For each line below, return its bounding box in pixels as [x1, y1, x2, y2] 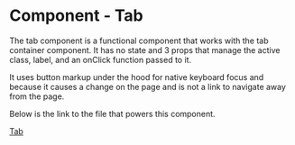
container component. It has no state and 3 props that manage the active [9, 44, 281, 55]
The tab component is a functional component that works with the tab [9, 35, 269, 46]
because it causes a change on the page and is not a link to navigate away [9, 81, 287, 92]
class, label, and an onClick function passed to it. [9, 54, 192, 65]
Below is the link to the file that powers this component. [9, 108, 216, 119]
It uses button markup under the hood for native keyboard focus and [9, 71, 264, 82]
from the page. [9, 91, 65, 102]
